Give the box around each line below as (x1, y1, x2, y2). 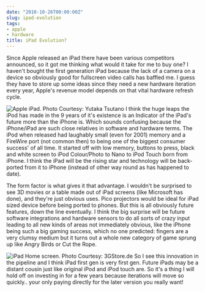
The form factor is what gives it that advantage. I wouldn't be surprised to (6, 182, 192, 189)
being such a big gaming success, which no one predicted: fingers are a (6, 228, 188, 234)
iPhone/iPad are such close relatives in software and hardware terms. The (6, 125, 193, 132)
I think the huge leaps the (125, 105, 190, 112)
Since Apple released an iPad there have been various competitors (6, 54, 174, 61)
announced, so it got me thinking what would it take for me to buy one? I (6, 61, 188, 68)
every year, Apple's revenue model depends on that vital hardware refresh (6, 87, 194, 94)
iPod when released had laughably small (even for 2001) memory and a (6, 131, 186, 138)
